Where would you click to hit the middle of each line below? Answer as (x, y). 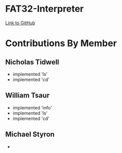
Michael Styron (30, 135)
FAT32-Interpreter (44, 9)
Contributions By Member (61, 43)
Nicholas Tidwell (32, 62)
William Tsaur (27, 95)
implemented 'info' (32, 107)
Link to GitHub (20, 23)
